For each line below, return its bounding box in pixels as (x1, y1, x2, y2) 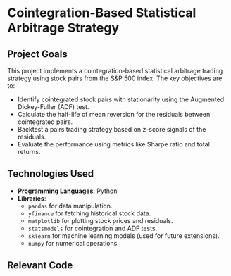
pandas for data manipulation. (27, 201, 113, 210)
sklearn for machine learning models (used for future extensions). (27, 231, 220, 240)
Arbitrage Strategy (7, 20, 120, 36)
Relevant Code (7, 259, 73, 272)
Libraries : (17, 194, 46, 202)
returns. (17, 148, 41, 156)
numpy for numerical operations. (27, 239, 120, 247)
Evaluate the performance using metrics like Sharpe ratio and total (17, 140, 210, 149)
